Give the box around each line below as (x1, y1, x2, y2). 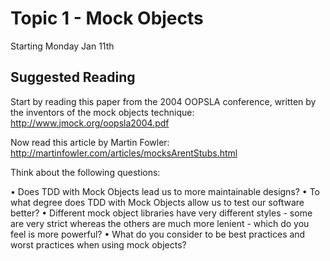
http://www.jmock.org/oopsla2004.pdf (10, 117, 170, 129)
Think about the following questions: (10, 166, 161, 178)
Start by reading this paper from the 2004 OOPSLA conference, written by (10, 95, 317, 107)
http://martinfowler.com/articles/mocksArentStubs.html (10, 147, 238, 159)
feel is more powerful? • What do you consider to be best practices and (10, 228, 306, 240)
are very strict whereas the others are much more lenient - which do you (10, 217, 310, 229)
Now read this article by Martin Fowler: (10, 136, 170, 148)
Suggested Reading (10, 69, 136, 86)
